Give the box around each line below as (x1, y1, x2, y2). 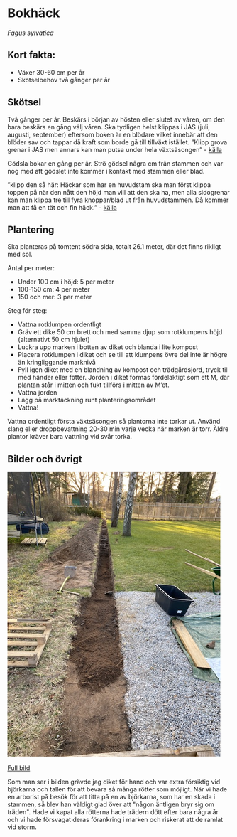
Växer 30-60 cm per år (17, 68, 85, 76)
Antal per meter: (7, 264, 55, 272)
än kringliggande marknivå (17, 358, 96, 367)
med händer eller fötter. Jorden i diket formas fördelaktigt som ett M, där (17, 373, 230, 382)
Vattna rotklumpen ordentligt (17, 320, 101, 329)
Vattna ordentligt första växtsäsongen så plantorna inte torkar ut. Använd (7, 417, 221, 426)
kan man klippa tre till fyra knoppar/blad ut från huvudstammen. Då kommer (7, 196, 229, 204)
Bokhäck (7, 5, 60, 21)
